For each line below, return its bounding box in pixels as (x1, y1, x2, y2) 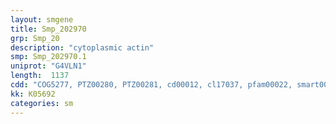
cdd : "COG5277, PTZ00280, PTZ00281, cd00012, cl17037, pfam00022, (10, 80, 293, 90)
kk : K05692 (10, 89, 56, 99)
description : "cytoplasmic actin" (10, 42, 155, 53)
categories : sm (10, 98, 74, 108)
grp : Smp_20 (10, 33, 60, 43)
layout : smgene (10, 14, 74, 25)
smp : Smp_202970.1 (10, 52, 87, 62)
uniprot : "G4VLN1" (10, 61, 87, 71)
